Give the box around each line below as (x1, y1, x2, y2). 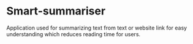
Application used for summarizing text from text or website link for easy (6, 24, 187, 31)
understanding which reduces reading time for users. (6, 30, 141, 37)
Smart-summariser (6, 4, 106, 18)
